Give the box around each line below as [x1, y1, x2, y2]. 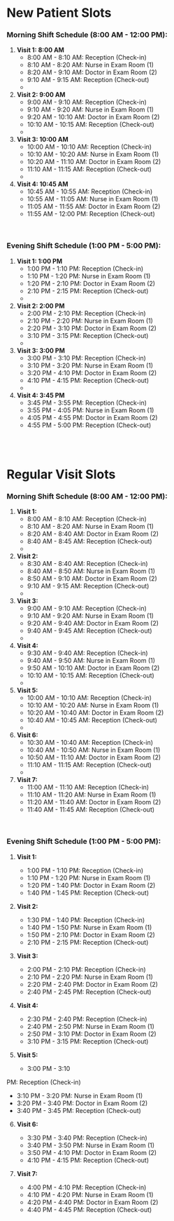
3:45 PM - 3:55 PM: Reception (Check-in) [27, 398, 147, 407]
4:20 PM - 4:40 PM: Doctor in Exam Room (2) [27, 1198, 159, 1206]
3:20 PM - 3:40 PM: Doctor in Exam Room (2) [16, 1099, 148, 1107]
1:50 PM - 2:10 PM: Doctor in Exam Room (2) [27, 931, 155, 939]
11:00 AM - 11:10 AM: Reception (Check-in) [27, 783, 150, 792]
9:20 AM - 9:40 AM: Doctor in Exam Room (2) [27, 619, 159, 628]
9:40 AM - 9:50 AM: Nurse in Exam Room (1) [27, 656, 155, 665]
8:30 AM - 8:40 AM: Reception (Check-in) [27, 560, 148, 568]
